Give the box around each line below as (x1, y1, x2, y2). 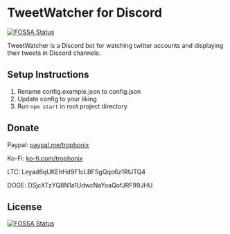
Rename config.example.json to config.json (17, 87, 141, 95)
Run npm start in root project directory (17, 102, 128, 110)
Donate (7, 122, 39, 134)
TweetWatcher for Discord (7, 5, 163, 21)
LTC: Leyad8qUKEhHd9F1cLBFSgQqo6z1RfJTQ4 (7, 167, 146, 176)
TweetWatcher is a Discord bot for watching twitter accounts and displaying (7, 41, 224, 49)
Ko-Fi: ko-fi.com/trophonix (7, 154, 83, 162)
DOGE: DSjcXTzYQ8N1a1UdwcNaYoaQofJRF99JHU (7, 181, 153, 189)
